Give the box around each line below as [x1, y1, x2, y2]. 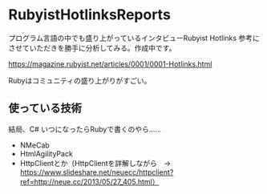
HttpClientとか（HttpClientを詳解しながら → [19, 158, 171, 168]
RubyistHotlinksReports [8, 6, 171, 24]
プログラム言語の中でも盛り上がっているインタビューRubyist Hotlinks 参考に [8, 33, 261, 42]
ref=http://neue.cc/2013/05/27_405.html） [19, 176, 160, 186]
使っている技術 [8, 102, 82, 115]
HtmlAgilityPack [19, 148, 74, 158]
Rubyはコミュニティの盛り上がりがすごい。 [8, 75, 152, 85]
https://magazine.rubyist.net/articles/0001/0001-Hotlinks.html [8, 59, 212, 69]
